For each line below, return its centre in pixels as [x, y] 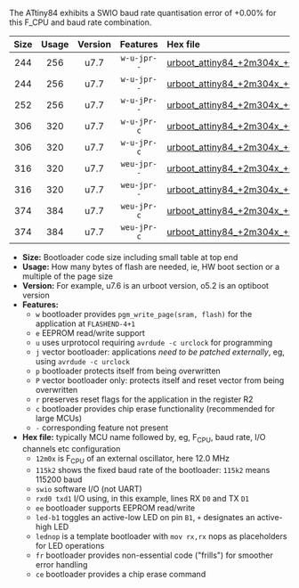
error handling [61, 564]
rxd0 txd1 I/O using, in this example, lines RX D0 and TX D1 [142, 498]
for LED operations [70, 545]
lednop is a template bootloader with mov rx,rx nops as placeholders [161, 536]
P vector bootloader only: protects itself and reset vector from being [160, 380]
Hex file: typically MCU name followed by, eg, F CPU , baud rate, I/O [144, 438]
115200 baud [59, 479]
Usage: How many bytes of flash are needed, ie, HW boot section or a [151, 267]
